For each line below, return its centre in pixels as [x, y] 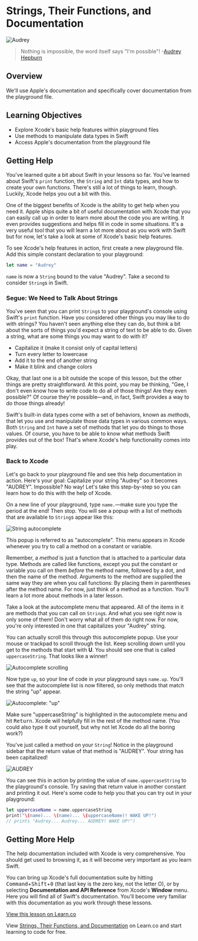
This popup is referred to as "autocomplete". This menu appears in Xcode [95, 540]
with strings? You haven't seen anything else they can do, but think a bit [93, 324]
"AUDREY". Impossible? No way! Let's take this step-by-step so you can [93, 487]
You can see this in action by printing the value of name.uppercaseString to [96, 780]
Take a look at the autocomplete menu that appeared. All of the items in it [95, 607]
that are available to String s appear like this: [60, 517]
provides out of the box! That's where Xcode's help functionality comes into [98, 439]
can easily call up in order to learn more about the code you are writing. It [95, 218]
